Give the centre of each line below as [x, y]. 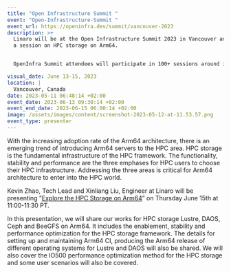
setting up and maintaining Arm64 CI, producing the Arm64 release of [106, 240]
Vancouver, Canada [40, 89]
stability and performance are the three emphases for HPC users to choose [114, 163]
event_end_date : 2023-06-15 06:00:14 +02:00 [72, 108]
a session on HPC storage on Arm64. [66, 45]
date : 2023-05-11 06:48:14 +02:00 [57, 96]
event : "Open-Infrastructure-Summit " [63, 20]
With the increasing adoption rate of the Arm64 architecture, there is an [108, 140]
